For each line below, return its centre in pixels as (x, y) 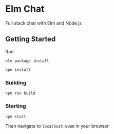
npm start (16, 117)
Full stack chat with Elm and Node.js (44, 23)
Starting (16, 106)
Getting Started (31, 39)
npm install (18, 70)
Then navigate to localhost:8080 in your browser (57, 126)
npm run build (21, 93)
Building (16, 82)
